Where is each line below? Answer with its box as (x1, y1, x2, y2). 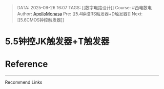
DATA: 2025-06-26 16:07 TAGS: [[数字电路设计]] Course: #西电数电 (17, 5, 152, 10)
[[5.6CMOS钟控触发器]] (17, 17, 64, 22)
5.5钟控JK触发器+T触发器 (5, 36, 110, 47)
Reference (5, 59, 48, 70)
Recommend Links (5, 79, 42, 85)
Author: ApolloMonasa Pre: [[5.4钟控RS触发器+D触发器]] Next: (17, 11, 143, 17)
